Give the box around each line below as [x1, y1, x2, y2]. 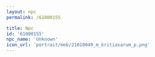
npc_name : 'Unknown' [6, 37, 59, 43]
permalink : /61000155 [6, 14, 61, 20]
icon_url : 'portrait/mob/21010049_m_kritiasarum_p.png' [6, 42, 150, 48]
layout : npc [6, 8, 36, 15]
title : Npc [6, 25, 34, 31]
